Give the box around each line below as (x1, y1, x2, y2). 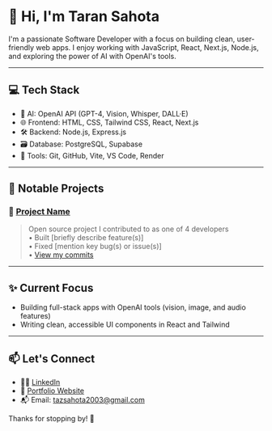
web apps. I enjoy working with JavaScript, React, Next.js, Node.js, (36, 42, 259, 52)
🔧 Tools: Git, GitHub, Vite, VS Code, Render (19, 150, 164, 160)
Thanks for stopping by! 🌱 (8, 414, 95, 424)
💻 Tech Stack (8, 83, 80, 97)
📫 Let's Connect (8, 352, 96, 366)
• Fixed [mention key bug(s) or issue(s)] (28, 242, 162, 251)
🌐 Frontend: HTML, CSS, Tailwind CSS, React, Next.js (19, 117, 199, 127)
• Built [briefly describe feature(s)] (28, 233, 144, 243)
